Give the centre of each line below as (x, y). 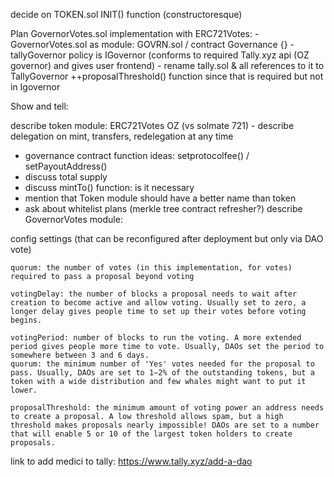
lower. (24, 390)
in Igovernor (35, 87)
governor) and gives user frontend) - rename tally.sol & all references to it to (167, 65)
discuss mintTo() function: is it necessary (109, 187)
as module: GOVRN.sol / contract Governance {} (188, 44)
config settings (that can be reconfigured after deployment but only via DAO (167, 238)
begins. (26, 320)
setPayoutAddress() (66, 166)
